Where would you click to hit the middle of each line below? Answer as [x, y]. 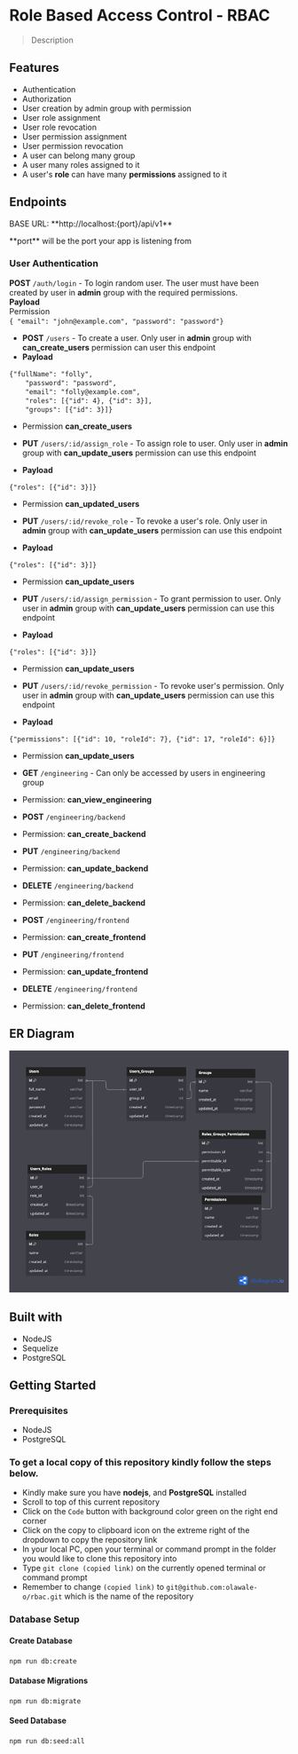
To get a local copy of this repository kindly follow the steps [141, 1463]
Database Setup [44, 1619]
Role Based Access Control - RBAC [140, 16]
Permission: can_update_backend [85, 868]
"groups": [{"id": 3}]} [69, 409]
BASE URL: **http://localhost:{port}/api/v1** [91, 224]
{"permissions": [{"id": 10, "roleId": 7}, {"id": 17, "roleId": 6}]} [142, 739]
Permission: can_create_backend [84, 834]
